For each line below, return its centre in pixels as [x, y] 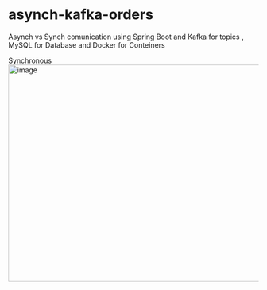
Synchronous [30, 60]
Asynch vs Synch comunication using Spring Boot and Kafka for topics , [126, 37]
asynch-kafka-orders [81, 15]
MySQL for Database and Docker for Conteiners [87, 44]
